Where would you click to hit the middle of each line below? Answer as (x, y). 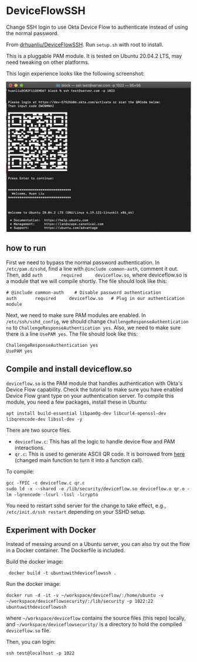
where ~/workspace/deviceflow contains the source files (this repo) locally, (96, 618)
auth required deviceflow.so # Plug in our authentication (95, 298)
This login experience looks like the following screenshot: (75, 73)
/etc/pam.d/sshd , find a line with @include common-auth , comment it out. (92, 268)
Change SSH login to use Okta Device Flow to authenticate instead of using (97, 27)
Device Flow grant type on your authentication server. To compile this (90, 395)
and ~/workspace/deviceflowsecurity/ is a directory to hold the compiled (94, 625)
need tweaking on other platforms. (48, 62)
